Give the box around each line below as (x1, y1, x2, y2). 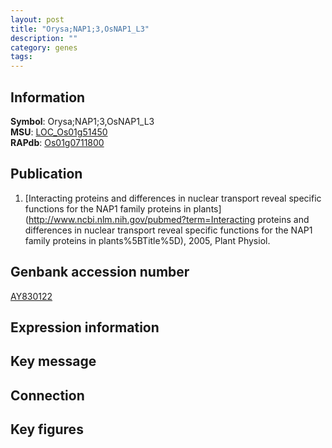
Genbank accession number (10, 264, 190, 281)
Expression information (10, 319, 160, 336)
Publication (10, 166, 83, 183)
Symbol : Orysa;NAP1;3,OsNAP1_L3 (10, 115, 155, 127)
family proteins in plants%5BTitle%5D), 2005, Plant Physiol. (24, 234, 271, 246)
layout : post (10, 14, 65, 25)
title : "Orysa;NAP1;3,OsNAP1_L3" (10, 24, 150, 34)
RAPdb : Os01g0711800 (10, 136, 105, 148)
